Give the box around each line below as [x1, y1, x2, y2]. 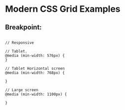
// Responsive [5, 40, 34, 45]
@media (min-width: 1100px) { [5, 92, 67, 97]
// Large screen [5, 87, 38, 92]
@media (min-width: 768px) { [5, 70, 65, 75]
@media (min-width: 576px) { [5, 53, 65, 58]
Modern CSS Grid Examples [5, 3, 121, 15]
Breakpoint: [5, 23, 42, 31]
